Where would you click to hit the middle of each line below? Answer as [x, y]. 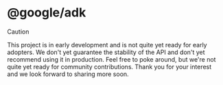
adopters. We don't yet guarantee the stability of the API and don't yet [106, 52]
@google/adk [47, 13]
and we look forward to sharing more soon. [68, 74]
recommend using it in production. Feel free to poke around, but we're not [111, 59]
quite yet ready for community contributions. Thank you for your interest [109, 66]
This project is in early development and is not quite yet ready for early [107, 45]
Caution [18, 32]
